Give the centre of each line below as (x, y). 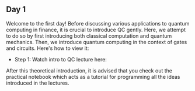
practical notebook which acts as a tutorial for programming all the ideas (93, 77)
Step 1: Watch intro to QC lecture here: (60, 59)
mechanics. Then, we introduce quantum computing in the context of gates (97, 42)
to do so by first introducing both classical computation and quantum (89, 36)
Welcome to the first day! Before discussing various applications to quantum (98, 23)
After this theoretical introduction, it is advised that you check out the (89, 70)
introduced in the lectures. (38, 83)
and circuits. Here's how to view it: (48, 48)
